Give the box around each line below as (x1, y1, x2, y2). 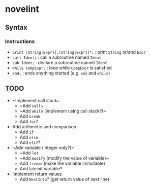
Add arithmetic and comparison (12, 123, 77, 129)
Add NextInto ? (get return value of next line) (19, 176, 110, 182)
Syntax (5, 23, 28, 32)
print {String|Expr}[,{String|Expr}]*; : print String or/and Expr (12, 49, 146, 55)
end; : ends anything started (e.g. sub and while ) (12, 70, 110, 76)
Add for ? (19, 118, 38, 124)
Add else (19, 134, 38, 140)
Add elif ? (19, 139, 41, 145)
